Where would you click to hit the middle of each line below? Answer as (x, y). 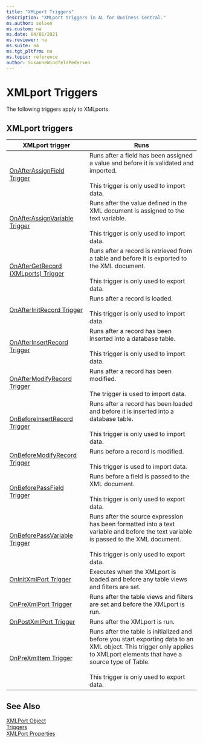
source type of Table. (120, 662)
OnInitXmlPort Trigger (40, 580)
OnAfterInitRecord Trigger (46, 310)
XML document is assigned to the (137, 211)
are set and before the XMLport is (137, 604)
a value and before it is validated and (142, 163)
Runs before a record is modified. (137, 452)
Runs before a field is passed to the (140, 477)
